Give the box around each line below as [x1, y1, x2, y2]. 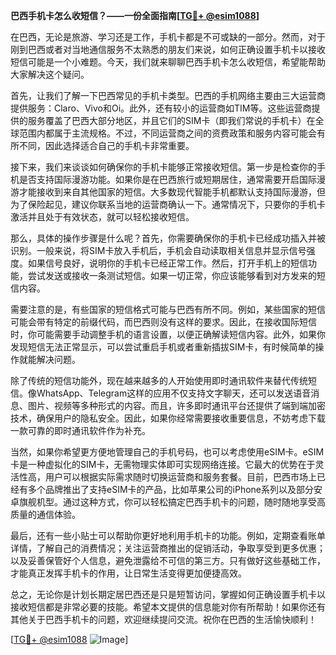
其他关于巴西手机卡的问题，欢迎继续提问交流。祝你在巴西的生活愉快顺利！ [10, 614, 317, 625]
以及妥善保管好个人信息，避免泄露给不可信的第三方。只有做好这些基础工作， [10, 555, 326, 566]
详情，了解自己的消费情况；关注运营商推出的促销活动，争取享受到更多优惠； [10, 542, 326, 554]
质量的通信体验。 [10, 509, 81, 520]
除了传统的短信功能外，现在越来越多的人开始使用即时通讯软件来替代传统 [10, 375, 308, 386]
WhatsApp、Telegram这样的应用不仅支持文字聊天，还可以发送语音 [36, 387, 312, 399]
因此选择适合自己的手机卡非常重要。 [44, 140, 195, 151]
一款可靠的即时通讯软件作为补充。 [10, 425, 151, 436]
